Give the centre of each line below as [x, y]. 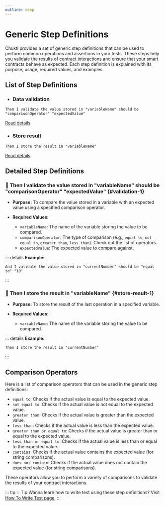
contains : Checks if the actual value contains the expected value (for [83, 452]
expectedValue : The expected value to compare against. [77, 248]
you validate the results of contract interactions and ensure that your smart [82, 59]
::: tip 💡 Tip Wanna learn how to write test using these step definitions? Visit [82, 493]
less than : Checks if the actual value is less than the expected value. [83, 425]
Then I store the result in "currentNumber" [52, 347]
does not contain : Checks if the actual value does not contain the [80, 463]
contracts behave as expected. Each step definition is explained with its [78, 64]
